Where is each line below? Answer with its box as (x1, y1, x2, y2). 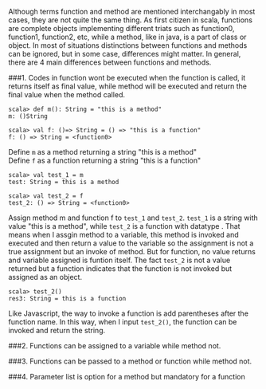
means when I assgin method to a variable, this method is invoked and (8, 230, 239, 239)
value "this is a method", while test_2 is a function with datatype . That (8, 222, 241, 230)
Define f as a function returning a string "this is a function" (8, 155, 201, 165)
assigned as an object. (8, 273, 82, 281)
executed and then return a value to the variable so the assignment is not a (8, 238, 254, 248)
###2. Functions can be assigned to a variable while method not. (8, 341, 221, 350)
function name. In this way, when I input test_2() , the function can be (8, 317, 237, 326)
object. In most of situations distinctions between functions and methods (8, 41, 248, 50)
